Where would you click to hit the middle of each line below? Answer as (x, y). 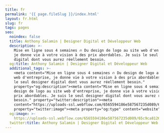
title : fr (15, 9)
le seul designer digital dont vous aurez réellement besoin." (80, 82)
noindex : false (25, 37)
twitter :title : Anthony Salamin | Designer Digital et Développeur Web (84, 123)
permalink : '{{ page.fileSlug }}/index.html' (52, 14)
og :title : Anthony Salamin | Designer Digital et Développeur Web (78, 64)
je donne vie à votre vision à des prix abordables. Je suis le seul (86, 55)
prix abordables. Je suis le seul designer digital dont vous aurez (85, 95)
